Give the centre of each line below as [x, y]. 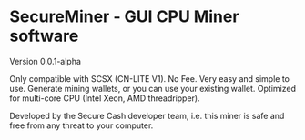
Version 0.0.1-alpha [46, 61]
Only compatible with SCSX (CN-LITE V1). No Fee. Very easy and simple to [149, 78]
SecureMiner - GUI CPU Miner [124, 17]
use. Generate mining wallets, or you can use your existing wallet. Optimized [152, 88]
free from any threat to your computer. [81, 125]
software [44, 36]
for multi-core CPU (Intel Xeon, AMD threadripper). [105, 98]
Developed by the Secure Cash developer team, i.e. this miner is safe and [147, 115]
